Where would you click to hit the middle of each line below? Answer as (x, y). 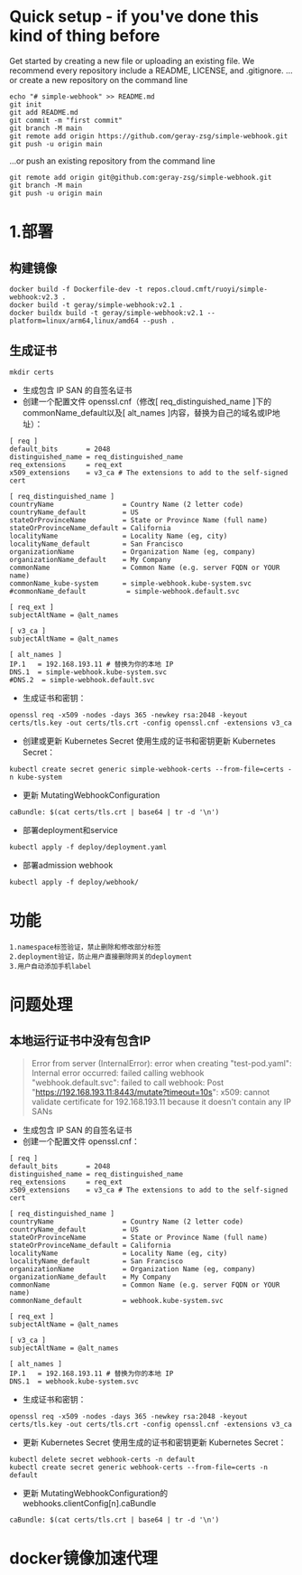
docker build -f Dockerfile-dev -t (76, 289)
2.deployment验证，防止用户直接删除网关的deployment (101, 956)
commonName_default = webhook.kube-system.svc (116, 1300)
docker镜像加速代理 (83, 1558)
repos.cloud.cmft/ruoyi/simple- (207, 289)
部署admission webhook (68, 865)
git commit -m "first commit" (66, 120)
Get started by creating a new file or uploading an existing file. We (132, 61)
